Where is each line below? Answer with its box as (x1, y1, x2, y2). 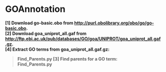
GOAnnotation (5, 3, 66, 15)
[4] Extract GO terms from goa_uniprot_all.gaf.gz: (5, 46, 110, 52)
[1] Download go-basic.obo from (5, 20, 74, 26)
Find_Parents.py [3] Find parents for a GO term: (17, 56, 118, 62)
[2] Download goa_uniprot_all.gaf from (5, 30, 87, 36)
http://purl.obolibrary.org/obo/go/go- (74, 20, 154, 26)
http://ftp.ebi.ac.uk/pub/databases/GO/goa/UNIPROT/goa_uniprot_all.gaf (5, 36, 161, 42)
